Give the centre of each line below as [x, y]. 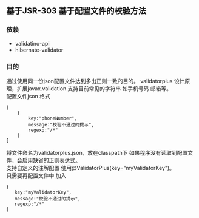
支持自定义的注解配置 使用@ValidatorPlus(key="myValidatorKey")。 [90, 168]
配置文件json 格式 [28, 96]
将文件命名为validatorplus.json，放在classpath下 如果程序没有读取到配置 [97, 152]
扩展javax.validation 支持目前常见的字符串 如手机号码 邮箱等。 [94, 88]
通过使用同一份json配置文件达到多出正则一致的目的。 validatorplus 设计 [96, 81]
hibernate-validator [39, 50]
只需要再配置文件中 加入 [36, 175]
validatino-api [32, 43]
